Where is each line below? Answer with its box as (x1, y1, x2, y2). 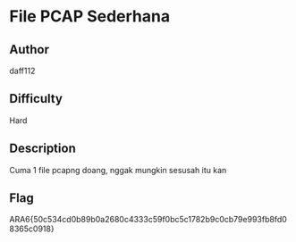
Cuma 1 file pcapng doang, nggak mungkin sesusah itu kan (9, 164, 227, 175)
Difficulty (9, 91, 63, 106)
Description (9, 141, 76, 156)
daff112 (9, 65, 36, 76)
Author (9, 42, 49, 57)
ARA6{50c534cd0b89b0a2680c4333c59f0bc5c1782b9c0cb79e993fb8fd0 (9, 214, 288, 225)
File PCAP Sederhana (9, 6, 171, 27)
